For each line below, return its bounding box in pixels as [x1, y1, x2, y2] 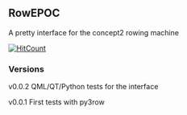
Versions [8, 64, 44, 75]
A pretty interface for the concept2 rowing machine [8, 27, 180, 37]
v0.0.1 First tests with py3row [8, 97, 105, 107]
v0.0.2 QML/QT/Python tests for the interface [8, 82, 159, 92]
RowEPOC [8, 6, 60, 20]
